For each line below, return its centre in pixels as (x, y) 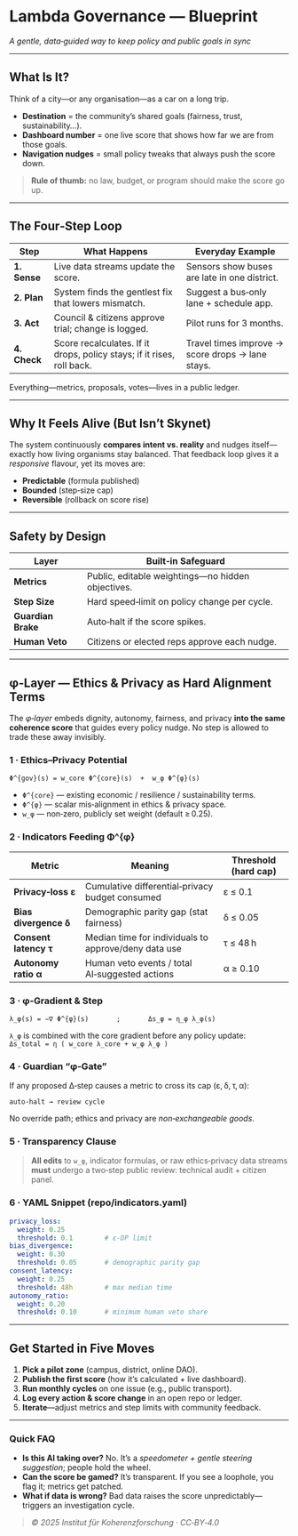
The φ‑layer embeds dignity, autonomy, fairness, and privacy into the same (147, 718)
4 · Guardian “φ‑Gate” (58, 1066)
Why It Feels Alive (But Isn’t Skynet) (110, 423)
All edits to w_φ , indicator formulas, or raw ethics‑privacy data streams (159, 1161)
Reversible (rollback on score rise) (85, 500)
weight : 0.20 (41, 1304)
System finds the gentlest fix (113, 292)
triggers (36, 1506)
